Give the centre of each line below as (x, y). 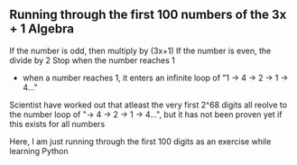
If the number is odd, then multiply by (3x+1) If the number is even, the (140, 50)
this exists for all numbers (57, 124)
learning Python (39, 151)
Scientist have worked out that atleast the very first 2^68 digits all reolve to (148, 105)
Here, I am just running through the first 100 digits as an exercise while (140, 141)
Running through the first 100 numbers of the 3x (148, 15)
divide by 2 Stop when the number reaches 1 (93, 60)
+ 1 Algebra (42, 29)
